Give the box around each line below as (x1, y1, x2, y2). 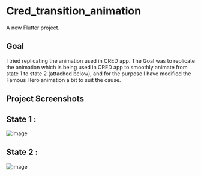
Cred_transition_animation (6, 4, 142, 18)
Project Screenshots (6, 94, 84, 104)
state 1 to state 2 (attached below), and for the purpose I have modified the (6, 70, 191, 77)
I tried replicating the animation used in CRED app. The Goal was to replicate (6, 57, 196, 64)
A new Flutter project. (6, 24, 60, 31)
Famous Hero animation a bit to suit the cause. (6, 76, 121, 83)
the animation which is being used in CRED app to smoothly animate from (6, 63, 188, 71)
